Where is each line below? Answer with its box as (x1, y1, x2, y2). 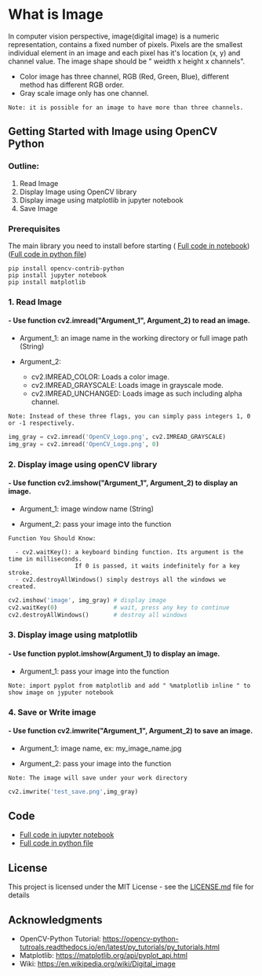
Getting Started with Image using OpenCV (8, 125, 218, 138)
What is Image (8, 5, 104, 24)
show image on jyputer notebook (8, 689, 114, 696)
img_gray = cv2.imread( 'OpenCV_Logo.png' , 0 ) (8, 440, 159, 448)
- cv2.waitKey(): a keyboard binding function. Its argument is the (15, 548, 244, 556)
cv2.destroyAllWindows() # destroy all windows (8, 611, 188, 619)
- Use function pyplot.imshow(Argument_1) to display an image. (8, 649, 220, 659)
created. (8, 583, 37, 590)
